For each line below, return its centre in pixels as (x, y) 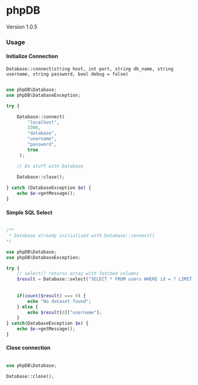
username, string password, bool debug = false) (67, 74)
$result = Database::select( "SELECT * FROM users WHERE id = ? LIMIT (105, 279)
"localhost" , (44, 122)
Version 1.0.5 (22, 27)
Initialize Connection (32, 56)
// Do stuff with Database (50, 166)
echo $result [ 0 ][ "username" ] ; (65, 313)
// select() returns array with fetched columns (78, 274)
